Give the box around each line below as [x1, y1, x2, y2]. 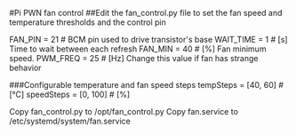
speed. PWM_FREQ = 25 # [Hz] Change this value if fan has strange [9, 53, 259, 63]
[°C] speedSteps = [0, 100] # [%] [9, 89, 131, 99]
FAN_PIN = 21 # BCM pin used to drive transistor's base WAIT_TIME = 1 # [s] [9, 35, 288, 44]
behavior [9, 62, 42, 73]
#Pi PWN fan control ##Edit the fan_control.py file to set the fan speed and [9, 8, 283, 18]
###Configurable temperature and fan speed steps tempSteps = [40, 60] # [9, 80, 284, 90]
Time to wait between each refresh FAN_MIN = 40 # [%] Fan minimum [9, 44, 267, 54]
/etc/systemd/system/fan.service [9, 115, 131, 126]
